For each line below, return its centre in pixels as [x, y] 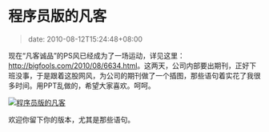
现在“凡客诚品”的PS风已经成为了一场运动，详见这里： [97, 55]
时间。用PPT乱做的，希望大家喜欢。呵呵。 [85, 86]
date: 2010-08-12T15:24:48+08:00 [85, 39]
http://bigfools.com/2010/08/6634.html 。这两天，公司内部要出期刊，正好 [129, 66]
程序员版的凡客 [58, 16]
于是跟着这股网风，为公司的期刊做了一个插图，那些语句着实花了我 [145, 75]
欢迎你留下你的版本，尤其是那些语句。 [71, 119]
